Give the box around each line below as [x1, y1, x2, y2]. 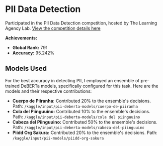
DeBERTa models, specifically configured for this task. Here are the [20, 83, 159, 89]
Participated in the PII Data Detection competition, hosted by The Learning [5, 20, 158, 26]
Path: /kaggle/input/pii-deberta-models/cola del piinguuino [12, 114, 140, 120]
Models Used [5, 64, 47, 73]
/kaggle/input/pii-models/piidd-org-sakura [12, 136, 104, 141]
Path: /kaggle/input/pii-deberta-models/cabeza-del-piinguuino [12, 124, 145, 130]
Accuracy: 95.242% [12, 50, 55, 56]
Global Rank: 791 [12, 44, 48, 50]
